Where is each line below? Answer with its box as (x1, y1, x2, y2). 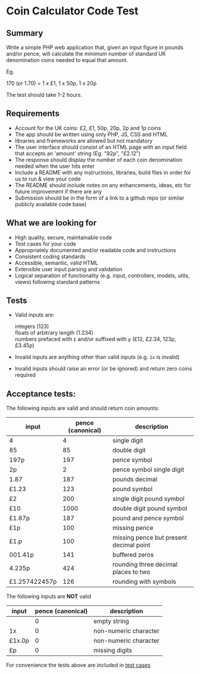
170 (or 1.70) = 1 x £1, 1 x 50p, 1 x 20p (6, 79, 97, 87)
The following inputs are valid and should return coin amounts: (6, 405, 160, 412)
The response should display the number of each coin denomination (14, 156, 183, 163)
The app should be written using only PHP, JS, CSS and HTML (14, 130, 168, 138)
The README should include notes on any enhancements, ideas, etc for (14, 181, 192, 189)
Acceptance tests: (6, 388, 76, 399)
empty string (93, 617, 129, 626)
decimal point (112, 541, 151, 549)
